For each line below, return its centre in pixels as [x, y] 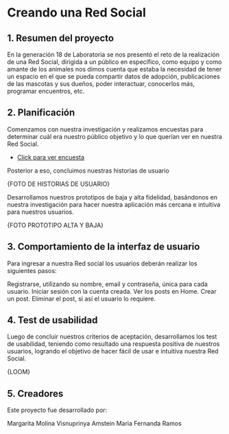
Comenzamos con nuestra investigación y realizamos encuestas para [105, 129]
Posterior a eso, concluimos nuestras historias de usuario [88, 171]
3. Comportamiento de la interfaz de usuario [104, 247]
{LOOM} [19, 372]
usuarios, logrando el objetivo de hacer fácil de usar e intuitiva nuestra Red [113, 351]
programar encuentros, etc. [46, 91]
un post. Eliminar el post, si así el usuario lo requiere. [82, 299]
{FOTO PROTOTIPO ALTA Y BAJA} [56, 225]
